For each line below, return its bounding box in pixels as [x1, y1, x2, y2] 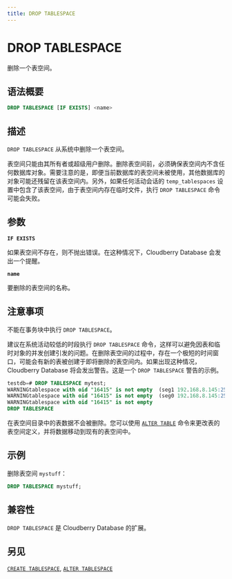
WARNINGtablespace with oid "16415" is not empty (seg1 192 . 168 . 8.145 [7, 386, 217, 393]
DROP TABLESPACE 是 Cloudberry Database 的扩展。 [7, 523, 151, 532]
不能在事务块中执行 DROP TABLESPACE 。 [7, 325, 116, 334]
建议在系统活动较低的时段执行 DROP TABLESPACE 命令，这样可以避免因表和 [7, 340, 215, 348]
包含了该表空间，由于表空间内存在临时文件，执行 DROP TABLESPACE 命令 [19, 186, 221, 194]
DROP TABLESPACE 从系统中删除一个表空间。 [7, 145, 128, 153]
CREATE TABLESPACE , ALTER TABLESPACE [7, 564, 113, 573]
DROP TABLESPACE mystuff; [7, 483, 81, 490]
